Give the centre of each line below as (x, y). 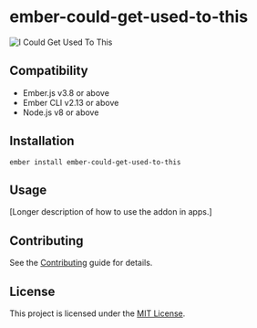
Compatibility (49, 71)
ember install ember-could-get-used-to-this (95, 162)
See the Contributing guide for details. (81, 263)
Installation (42, 141)
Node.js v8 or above (61, 112)
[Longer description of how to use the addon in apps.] (111, 212)
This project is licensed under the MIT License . (98, 313)
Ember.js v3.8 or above (66, 92)
